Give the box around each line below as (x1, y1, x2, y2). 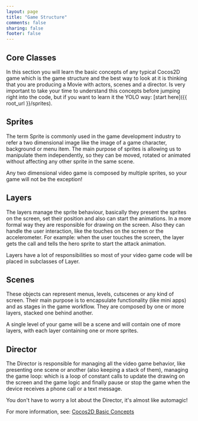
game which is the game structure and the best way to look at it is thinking (6, 75, 187, 82)
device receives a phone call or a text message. (6, 385, 122, 393)
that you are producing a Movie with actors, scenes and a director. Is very (6, 81, 186, 88)
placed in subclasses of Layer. (6, 258, 80, 265)
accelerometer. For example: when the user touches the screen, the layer (6, 233, 184, 240)
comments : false (6, 20, 46, 25)
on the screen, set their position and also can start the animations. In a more (6, 214, 191, 222)
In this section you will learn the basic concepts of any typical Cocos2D (6, 68, 180, 75)
